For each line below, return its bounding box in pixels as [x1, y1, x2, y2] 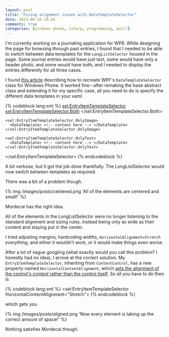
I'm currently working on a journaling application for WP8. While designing [5, 40, 160, 46]
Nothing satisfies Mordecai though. [5, 326, 79, 332]
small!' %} [5, 194, 27, 200]
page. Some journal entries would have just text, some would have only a [5, 56, 158, 62]
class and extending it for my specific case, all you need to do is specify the [5, 88, 163, 94]
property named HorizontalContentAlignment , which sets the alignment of [5, 266, 159, 272]
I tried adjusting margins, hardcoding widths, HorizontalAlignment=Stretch [5, 234, 161, 240]
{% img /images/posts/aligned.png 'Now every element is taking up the [5, 311, 154, 317]
